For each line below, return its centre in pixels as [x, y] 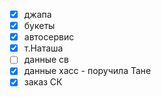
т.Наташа [43, 48]
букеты [39, 26]
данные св [46, 60]
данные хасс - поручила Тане [87, 71]
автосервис [49, 37]
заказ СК [43, 82]
